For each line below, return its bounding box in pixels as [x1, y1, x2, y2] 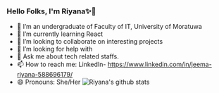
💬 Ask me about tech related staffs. [16, 52, 119, 61]
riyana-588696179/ [16, 70, 73, 79]
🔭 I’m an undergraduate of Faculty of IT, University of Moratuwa [16, 23, 202, 31]
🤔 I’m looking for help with [16, 45, 93, 54]
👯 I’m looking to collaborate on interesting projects [16, 37, 163, 46]
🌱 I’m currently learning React [16, 30, 104, 38]
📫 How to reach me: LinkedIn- [16, 60, 106, 69]
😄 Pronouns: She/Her [16, 77, 81, 87]
